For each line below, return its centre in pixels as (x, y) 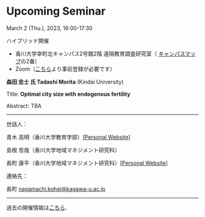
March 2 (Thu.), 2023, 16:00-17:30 (49, 28)
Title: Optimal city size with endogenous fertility (68, 94)
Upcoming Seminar (56, 11)
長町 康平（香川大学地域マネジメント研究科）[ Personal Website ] (87, 163)
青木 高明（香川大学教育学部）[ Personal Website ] (68, 137)
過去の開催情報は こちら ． (38, 207)
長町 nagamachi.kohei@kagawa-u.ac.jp (56, 189)
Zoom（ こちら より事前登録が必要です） (65, 69)
